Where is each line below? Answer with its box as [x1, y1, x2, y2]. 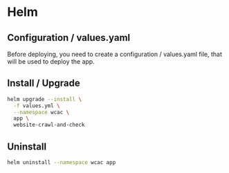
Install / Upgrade [7, 78, 81, 89]
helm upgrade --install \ [7, 95, 82, 102]
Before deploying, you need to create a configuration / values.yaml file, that [7, 50, 223, 58]
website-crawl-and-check [13, 122, 85, 129]
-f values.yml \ [13, 102, 60, 109]
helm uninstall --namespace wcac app [7, 159, 116, 166]
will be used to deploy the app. [7, 57, 95, 66]
